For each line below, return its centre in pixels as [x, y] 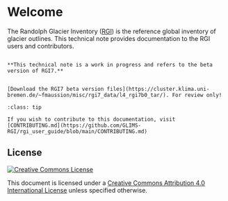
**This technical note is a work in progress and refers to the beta [110, 64]
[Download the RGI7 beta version [56, 89]
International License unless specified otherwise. [78, 190]
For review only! [197, 95]
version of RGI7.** [35, 71]
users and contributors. [41, 46]
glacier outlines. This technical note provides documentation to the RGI [109, 38]
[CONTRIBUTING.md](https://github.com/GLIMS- [74, 125]
